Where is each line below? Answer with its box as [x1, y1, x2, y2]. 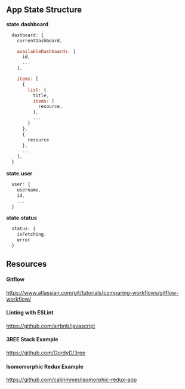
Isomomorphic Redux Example [6, 363, 84, 370]
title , [32, 92, 50, 98]
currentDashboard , [17, 38, 63, 44]
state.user [6, 170, 33, 177]
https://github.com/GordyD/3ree [6, 349, 86, 356]
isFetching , [17, 231, 47, 237]
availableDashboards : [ [17, 48, 76, 54]
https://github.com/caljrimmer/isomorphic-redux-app [6, 376, 137, 384]
